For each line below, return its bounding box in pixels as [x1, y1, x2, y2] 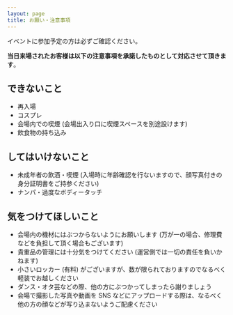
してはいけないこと [7, 151, 89, 162]
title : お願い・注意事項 [7, 17, 71, 24]
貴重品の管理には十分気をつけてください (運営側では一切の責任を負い [17, 247, 217, 256]
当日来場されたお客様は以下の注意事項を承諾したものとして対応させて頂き [7, 52, 220, 60]
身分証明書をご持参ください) [17, 179, 99, 188]
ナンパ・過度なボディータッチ [17, 188, 103, 197]
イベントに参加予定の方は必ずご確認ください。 [7, 36, 141, 45]
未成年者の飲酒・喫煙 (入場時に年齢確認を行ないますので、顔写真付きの [17, 171, 223, 179]
